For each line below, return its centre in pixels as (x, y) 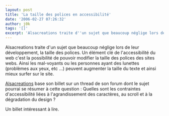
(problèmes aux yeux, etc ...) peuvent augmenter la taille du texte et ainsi (81, 68)
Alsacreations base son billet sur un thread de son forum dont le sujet (77, 83)
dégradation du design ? (30, 99)
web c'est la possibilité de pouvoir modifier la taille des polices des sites (80, 58)
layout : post (19, 10)
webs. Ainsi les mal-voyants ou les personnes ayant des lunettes (72, 63)
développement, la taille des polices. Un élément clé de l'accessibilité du (80, 52)
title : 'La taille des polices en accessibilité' (58, 14)
